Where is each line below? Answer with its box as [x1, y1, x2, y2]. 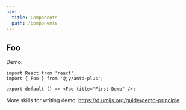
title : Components [11, 15, 58, 21]
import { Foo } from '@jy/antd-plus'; [6, 76, 104, 82]
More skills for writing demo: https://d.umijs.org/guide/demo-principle [6, 97, 180, 104]
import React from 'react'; [6, 70, 77, 76]
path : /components [11, 20, 58, 26]
